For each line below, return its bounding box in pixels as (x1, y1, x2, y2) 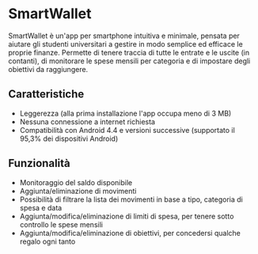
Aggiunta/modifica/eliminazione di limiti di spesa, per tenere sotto (19, 211, 234, 221)
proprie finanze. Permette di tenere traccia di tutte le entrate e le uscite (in (8, 47, 250, 57)
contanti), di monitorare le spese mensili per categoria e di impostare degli (8, 56, 251, 66)
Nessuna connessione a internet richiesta (19, 116, 156, 127)
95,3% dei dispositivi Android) (19, 134, 119, 143)
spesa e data (19, 203, 63, 212)
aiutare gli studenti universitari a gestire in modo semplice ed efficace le (8, 39, 243, 48)
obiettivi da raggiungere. (8, 64, 89, 74)
